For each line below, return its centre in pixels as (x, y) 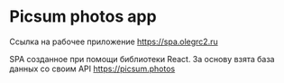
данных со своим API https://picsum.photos (92, 69)
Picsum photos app (83, 17)
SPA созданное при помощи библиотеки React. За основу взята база (142, 59)
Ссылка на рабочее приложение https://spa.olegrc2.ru (114, 41)
